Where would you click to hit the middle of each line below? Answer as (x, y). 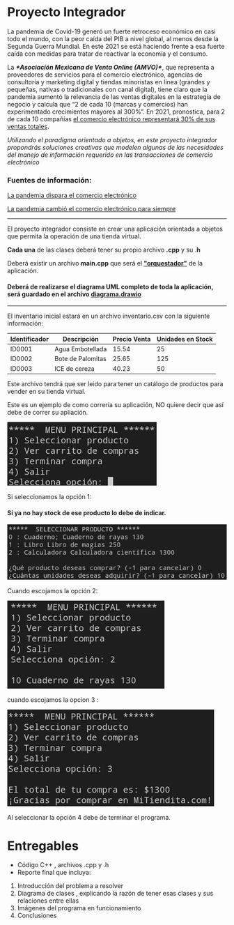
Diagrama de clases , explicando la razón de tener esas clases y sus (115, 894)
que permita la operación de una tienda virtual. (74, 236)
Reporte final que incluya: (54, 873)
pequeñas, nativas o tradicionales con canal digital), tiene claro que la (107, 89)
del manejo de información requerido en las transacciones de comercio (110, 155)
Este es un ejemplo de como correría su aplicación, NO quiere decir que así (116, 405)
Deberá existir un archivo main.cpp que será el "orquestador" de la (105, 263)
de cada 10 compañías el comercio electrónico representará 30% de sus (111, 119)
